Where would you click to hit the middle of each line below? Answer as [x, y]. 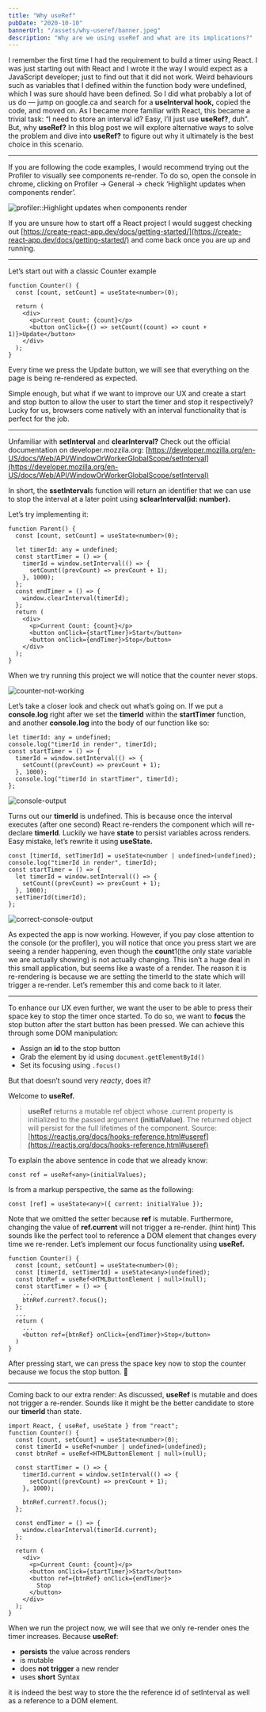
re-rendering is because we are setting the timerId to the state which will [127, 976]
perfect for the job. [39, 419]
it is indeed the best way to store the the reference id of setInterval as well [129, 1692]
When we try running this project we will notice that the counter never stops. [133, 675]
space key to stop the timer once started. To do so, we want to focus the [127, 1016]
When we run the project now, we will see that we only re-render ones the [129, 1628]
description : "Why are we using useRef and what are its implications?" [131, 38]
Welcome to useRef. [42, 1096]
